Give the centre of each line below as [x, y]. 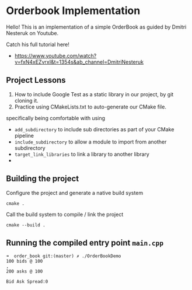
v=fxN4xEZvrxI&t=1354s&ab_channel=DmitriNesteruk [79, 62]
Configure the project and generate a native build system [75, 193]
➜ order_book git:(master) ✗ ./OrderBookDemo [64, 256]
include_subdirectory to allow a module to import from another [90, 142]
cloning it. [27, 100]
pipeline [24, 135]
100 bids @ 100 [25, 261]
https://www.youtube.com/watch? [55, 55]
